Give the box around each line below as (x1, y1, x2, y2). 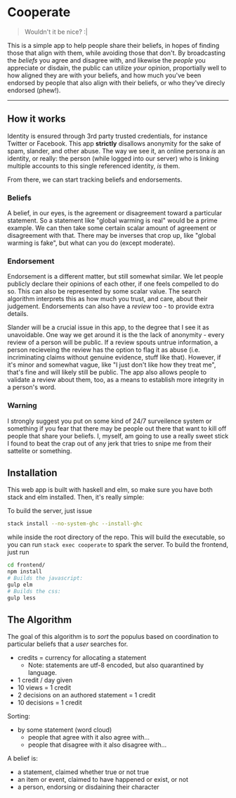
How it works (7, 113, 66, 125)
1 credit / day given (17, 676, 73, 685)
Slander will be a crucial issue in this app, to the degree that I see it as (7, 323, 209, 331)
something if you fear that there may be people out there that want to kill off (7, 424, 227, 433)
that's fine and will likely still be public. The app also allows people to (7, 368, 207, 376)
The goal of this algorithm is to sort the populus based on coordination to (7, 633, 219, 641)
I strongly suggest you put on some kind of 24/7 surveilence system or (7, 417, 212, 425)
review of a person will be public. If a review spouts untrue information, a (7, 338, 218, 347)
